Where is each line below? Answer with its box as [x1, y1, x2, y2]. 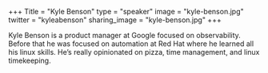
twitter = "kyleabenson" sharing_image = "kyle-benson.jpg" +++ [8, 15, 222, 25]
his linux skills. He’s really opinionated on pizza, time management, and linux [8, 48, 260, 56]
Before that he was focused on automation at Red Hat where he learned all [8, 39, 254, 48]
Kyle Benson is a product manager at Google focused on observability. [8, 31, 242, 40]
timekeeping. [8, 56, 51, 65]
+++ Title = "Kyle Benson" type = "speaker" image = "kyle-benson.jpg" [8, 7, 244, 16]
